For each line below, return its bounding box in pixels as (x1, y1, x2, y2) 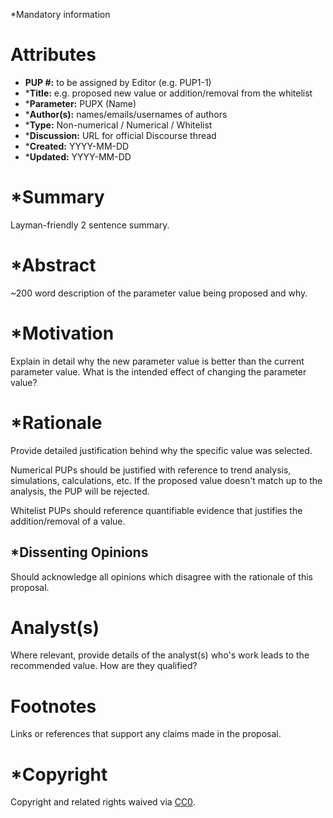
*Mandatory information (10, 9, 111, 20)
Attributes (10, 44, 97, 66)
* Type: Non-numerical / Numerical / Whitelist (24, 119, 213, 131)
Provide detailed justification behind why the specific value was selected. (10, 444, 313, 456)
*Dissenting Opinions (10, 544, 149, 561)
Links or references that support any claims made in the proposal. (10, 728, 282, 740)
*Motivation (10, 322, 115, 344)
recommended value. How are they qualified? (10, 660, 198, 672)
